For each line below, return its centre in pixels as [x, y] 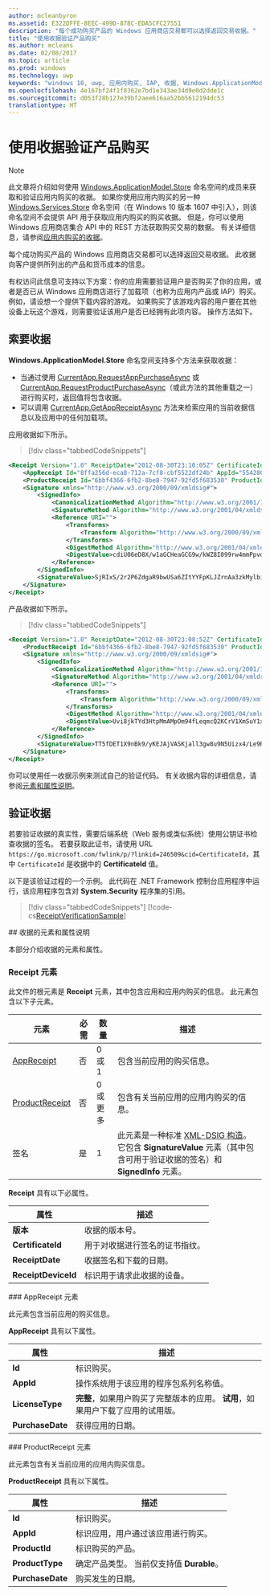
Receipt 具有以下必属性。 [51, 1192]
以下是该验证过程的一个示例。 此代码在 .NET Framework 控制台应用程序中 [131, 881]
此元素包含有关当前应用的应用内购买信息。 [79, 1464]
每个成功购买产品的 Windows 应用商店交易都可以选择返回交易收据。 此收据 [132, 255]
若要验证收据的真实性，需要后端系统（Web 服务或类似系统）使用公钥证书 [129, 834]
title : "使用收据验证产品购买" [55, 38]
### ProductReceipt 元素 [49, 1446]
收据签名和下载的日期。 [129, 1260]
